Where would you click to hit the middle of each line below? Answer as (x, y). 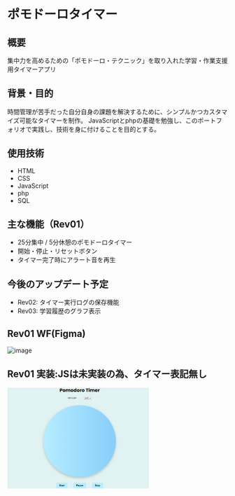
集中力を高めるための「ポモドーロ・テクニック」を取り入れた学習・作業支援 (117, 61)
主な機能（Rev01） (48, 225)
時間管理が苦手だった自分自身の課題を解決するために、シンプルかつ (105, 111)
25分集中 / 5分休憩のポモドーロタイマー (75, 242)
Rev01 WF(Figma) (47, 333)
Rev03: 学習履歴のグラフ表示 (59, 311)
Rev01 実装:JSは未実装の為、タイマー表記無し (107, 374)
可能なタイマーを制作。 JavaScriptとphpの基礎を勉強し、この (108, 120)
